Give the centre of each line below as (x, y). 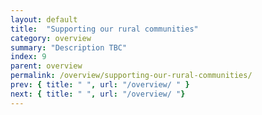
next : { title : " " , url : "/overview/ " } (98, 94)
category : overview (51, 38)
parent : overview (46, 66)
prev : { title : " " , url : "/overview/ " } (100, 85)
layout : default (44, 19)
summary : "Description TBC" (69, 47)
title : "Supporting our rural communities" (104, 29)
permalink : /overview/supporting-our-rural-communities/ (131, 76)
